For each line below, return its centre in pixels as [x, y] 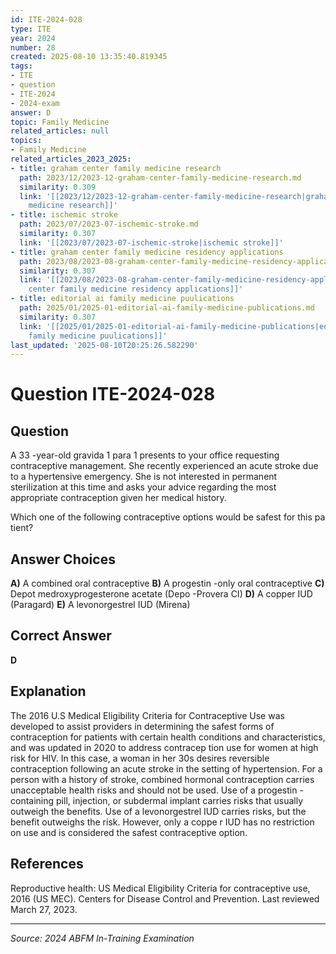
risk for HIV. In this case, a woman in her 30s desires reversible [140, 758]
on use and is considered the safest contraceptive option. [129, 832]
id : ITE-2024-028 [46, 19]
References [47, 864]
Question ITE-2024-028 [113, 394]
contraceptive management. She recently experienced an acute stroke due [164, 466]
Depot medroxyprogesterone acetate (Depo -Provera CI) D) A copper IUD [161, 594]
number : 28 [33, 47]
